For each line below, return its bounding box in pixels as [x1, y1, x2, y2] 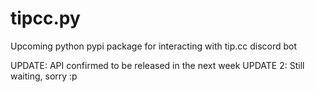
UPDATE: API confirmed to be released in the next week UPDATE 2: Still [10, 59, 305, 71]
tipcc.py [10, 7, 81, 30]
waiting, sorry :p [10, 70, 78, 82]
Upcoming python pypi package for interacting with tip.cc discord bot [10, 40, 298, 52]
